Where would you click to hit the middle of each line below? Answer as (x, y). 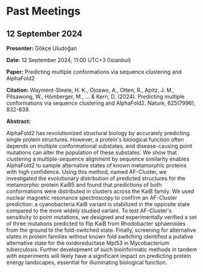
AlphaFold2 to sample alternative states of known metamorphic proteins (97, 165)
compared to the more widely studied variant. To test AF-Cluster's (89, 211)
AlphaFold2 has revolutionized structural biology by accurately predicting (98, 133)
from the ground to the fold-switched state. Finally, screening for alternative (101, 230)
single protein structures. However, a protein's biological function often (95, 139)
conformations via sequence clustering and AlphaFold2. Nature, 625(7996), (101, 103)
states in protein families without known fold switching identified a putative (100, 236)
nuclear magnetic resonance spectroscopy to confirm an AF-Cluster (92, 198)
